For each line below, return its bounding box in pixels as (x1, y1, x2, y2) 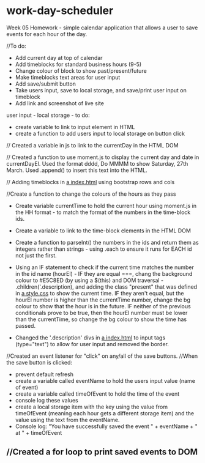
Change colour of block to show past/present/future (15, 67, 147, 74)
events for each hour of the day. (6, 30, 88, 37)
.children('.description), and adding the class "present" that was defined (15, 283, 198, 291)
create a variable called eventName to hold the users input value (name (15, 377, 196, 384)
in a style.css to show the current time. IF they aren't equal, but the (15, 289, 184, 297)
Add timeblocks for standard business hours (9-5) (15, 61, 142, 68)
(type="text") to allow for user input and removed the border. (15, 340, 170, 347)
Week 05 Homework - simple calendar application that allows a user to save (6, 24, 198, 31)
